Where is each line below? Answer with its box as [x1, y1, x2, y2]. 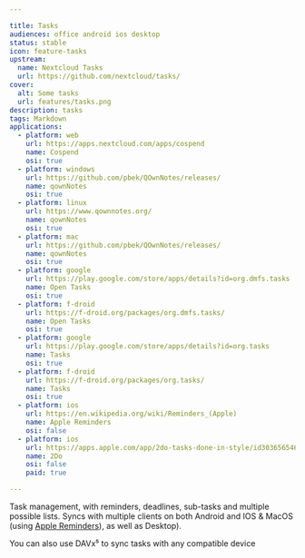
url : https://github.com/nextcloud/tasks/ [17, 72, 181, 82]
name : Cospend [25, 148, 79, 157]
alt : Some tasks [17, 88, 79, 98]
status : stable [9, 38, 67, 47]
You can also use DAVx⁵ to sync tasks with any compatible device [9, 538, 256, 549]
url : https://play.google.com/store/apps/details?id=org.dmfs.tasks [25, 274, 290, 284]
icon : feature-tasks [9, 46, 88, 55]
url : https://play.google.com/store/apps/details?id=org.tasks [25, 342, 271, 351]
